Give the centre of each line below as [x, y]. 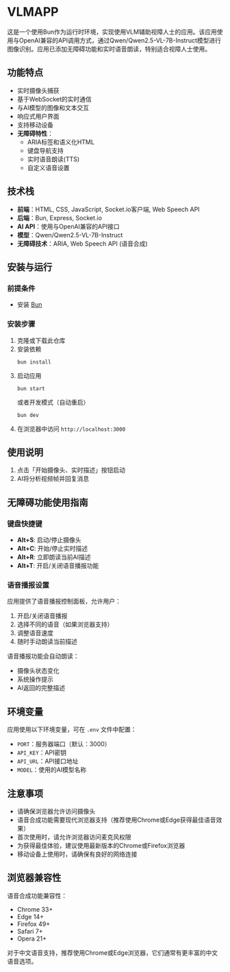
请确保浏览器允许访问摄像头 [56, 811]
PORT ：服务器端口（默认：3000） [64, 744]
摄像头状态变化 [38, 671]
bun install [34, 362]
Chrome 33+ [35, 909]
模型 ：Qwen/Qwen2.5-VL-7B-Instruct [70, 235]
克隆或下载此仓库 [41, 340]
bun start [31, 388]
